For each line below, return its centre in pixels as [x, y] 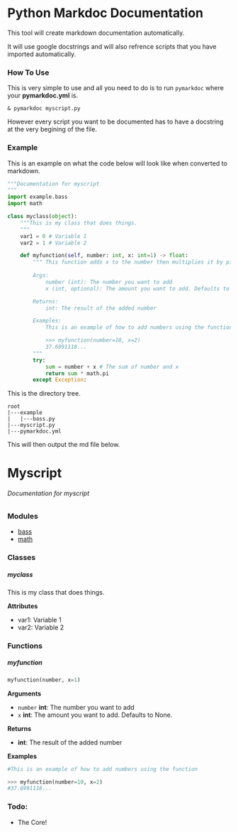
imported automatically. [42, 54]
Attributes [23, 606]
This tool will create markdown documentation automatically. [96, 33]
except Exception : [60, 380]
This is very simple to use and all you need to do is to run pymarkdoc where [116, 88]
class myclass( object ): [42, 217]
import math [25, 204]
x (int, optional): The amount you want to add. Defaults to [137, 288]
